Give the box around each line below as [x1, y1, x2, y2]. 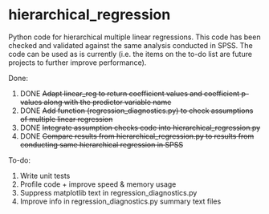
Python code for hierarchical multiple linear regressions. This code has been [8, 32, 261, 42]
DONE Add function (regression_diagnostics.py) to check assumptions [19, 106, 254, 115]
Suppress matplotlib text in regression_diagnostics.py [19, 188, 198, 197]
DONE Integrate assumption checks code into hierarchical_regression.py [19, 123, 261, 132]
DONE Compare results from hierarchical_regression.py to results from [19, 131, 255, 141]
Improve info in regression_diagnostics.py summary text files [19, 196, 222, 206]
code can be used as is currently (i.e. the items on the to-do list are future [8, 49, 253, 59]
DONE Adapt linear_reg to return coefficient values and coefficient [19, 88, 240, 98]
